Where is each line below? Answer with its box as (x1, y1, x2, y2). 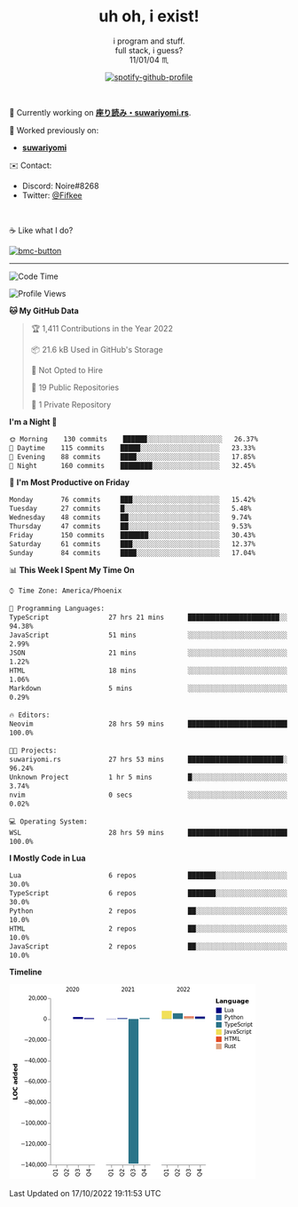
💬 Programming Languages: (9, 604, 105, 613)
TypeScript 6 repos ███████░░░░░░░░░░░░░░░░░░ (9, 888, 288, 898)
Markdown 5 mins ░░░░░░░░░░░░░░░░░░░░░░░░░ (9, 684, 288, 693)
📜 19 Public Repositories (30, 382, 120, 393)
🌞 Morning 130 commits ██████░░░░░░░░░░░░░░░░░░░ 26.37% (9, 434, 259, 443)
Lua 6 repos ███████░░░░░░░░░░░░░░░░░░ (9, 870, 288, 880)
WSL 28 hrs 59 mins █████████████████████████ (9, 828, 288, 837)
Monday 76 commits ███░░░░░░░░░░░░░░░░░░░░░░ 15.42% (9, 495, 255, 504)
